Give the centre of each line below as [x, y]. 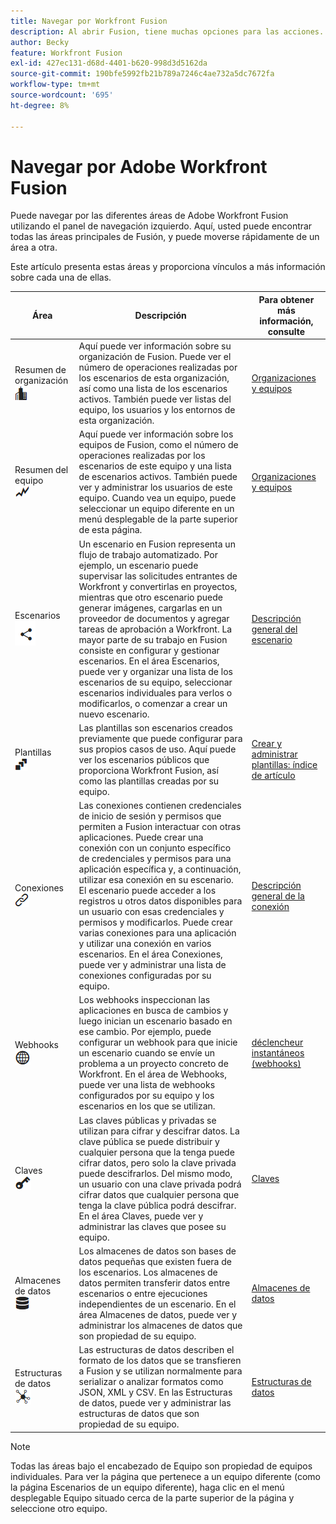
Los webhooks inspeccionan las [144, 1000]
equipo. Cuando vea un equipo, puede [157, 498]
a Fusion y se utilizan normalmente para [160, 1371]
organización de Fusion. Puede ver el [155, 357]
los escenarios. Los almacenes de [148, 1272]
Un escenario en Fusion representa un [157, 544]
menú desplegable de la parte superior [158, 519]
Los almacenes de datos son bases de [157, 1251]
